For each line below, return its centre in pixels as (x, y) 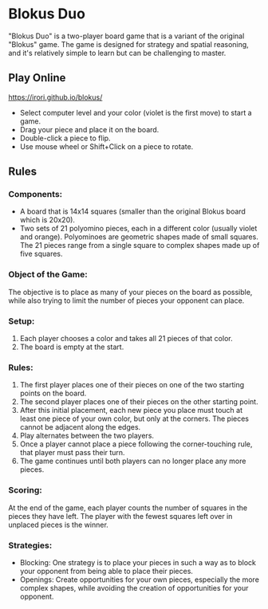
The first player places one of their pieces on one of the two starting (132, 385)
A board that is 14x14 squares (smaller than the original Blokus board (132, 211)
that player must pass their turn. (72, 453)
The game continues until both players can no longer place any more (133, 461)
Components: (35, 194)
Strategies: (30, 545)
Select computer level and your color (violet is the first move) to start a (136, 112)
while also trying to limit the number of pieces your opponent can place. (126, 301)
